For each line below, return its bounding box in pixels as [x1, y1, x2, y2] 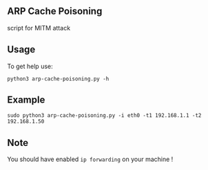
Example [7, 94, 45, 106]
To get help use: [7, 62, 53, 70]
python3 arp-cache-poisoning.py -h [7, 75, 110, 82]
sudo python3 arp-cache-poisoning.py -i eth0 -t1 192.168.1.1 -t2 [7, 112, 202, 119]
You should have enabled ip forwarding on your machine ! [7, 155, 174, 164]
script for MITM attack [7, 23, 71, 32]
